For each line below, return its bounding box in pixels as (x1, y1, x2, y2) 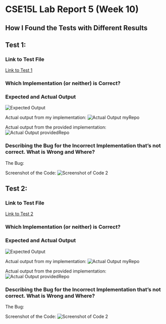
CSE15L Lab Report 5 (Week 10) (5, 4, 139, 15)
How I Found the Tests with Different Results (5, 24, 148, 32)
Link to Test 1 (5, 67, 33, 74)
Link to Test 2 (5, 211, 34, 217)
